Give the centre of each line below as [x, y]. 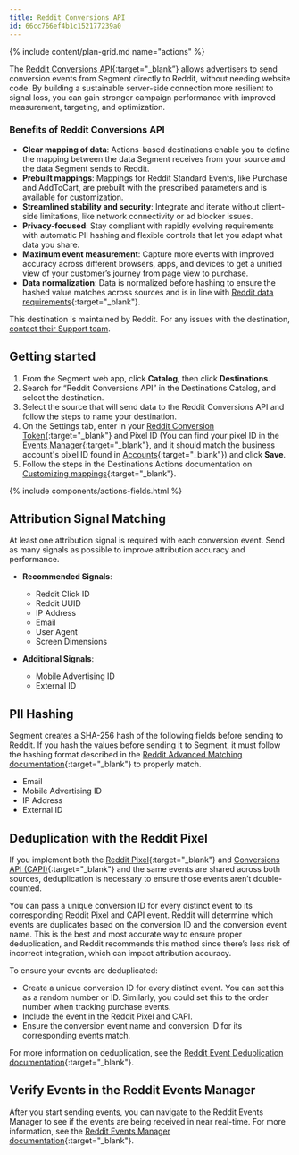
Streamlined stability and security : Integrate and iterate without [141, 206]
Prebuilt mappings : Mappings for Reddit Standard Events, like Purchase [154, 178]
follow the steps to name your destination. [99, 416]
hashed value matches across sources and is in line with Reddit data [148, 292]
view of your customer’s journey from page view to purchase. [135, 273]
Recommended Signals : [67, 577]
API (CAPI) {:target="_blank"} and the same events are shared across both [145, 869]
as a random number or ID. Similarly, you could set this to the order [145, 997]
